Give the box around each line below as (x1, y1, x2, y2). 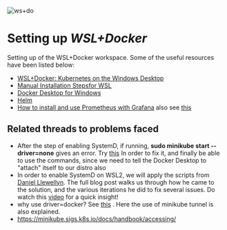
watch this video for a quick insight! (17, 193, 119, 201)
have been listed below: (7, 61, 75, 69)
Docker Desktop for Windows (17, 88, 101, 96)
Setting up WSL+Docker (7, 31, 147, 46)
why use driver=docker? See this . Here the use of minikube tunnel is (17, 200, 214, 208)
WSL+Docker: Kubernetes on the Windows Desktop (17, 74, 164, 82)
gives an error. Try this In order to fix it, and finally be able (55, 149, 220, 157)
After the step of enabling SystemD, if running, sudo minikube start (17, 141, 210, 149)
